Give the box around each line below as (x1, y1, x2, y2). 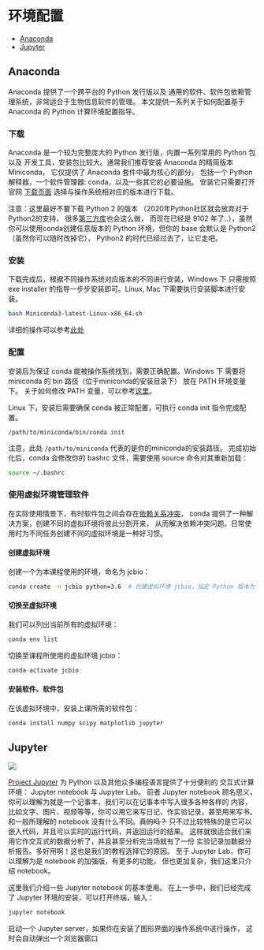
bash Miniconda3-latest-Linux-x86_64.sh (8, 310, 143, 318)
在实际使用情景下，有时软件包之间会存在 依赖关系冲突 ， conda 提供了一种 (8, 509, 247, 518)
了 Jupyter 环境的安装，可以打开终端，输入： (8, 892, 155, 903)
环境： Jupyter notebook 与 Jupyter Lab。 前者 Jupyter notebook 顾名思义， (8, 788, 257, 797)
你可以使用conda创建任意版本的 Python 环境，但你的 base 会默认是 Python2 (8, 224, 256, 233)
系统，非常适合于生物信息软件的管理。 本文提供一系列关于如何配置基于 (14, 96, 245, 106)
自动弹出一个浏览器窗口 (21, 933, 99, 943)
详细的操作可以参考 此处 (8, 325, 84, 335)
